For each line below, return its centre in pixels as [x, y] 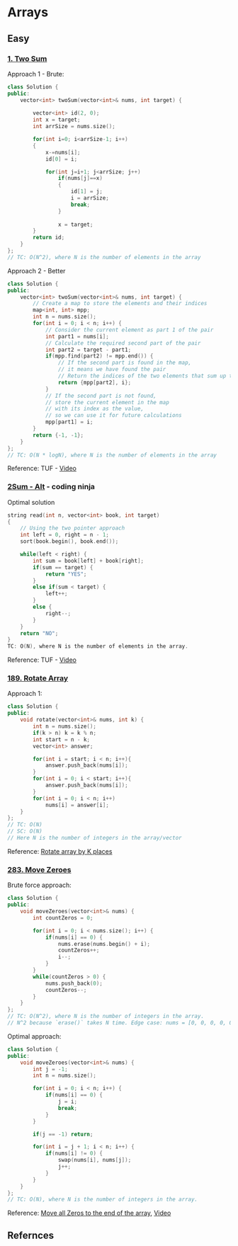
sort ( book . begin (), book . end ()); [69, 542]
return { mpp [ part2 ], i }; [95, 382]
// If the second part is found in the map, [125, 363]
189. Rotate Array [38, 678]
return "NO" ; [39, 633]
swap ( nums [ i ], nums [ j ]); [95, 1160]
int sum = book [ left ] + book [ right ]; [88, 561]
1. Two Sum [27, 59]
